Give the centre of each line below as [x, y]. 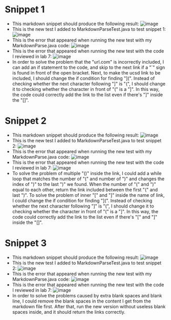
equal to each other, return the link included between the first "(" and [85, 190]
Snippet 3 [26, 243]
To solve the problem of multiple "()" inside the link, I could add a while [87, 173]
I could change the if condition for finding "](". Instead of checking [82, 200]
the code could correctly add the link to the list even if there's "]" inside [88, 95]
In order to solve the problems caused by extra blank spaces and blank [87, 295]
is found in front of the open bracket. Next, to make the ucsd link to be [86, 72]
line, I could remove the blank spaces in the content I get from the [82, 301]
